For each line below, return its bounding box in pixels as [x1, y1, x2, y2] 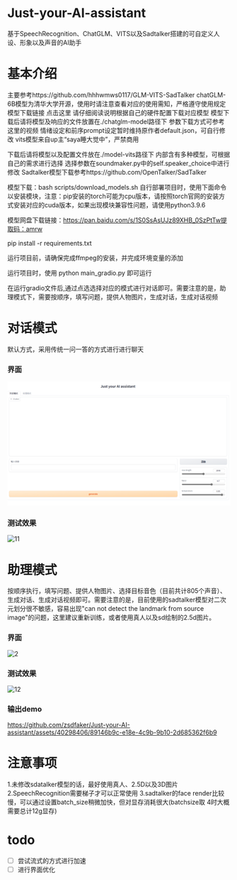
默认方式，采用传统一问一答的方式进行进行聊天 [7, 344, 144, 353]
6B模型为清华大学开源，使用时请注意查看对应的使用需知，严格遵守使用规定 [7, 99, 226, 108]
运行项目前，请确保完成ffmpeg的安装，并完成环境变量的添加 [7, 254, 184, 262]
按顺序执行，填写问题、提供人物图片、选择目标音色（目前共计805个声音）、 [7, 587, 226, 595]
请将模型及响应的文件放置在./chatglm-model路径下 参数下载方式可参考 [19, 117, 225, 126]
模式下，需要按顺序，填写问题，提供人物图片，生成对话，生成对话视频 [13, 293, 218, 301]
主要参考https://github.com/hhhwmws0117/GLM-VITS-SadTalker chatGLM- [7, 90, 226, 99]
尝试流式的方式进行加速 [17, 857, 86, 865]
